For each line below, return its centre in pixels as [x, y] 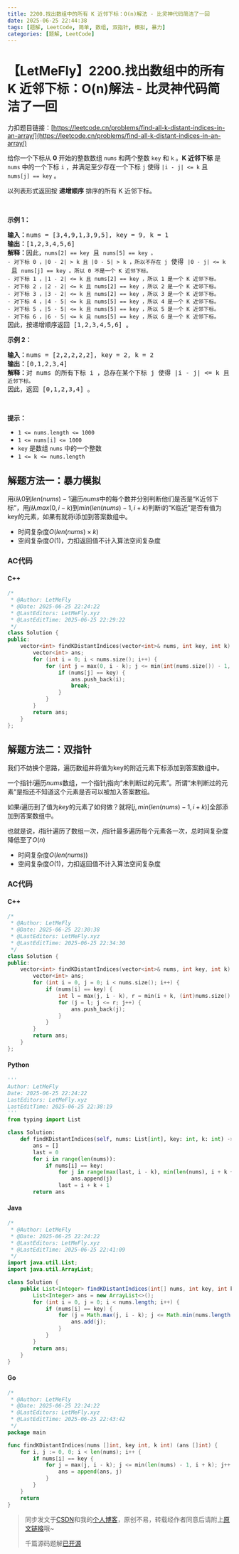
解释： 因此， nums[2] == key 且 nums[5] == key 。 [82, 253]
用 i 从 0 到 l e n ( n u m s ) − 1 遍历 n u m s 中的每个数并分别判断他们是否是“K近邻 [110, 499]
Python [18, 1065]
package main [27, 1432]
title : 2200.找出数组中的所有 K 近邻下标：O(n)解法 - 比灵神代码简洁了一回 [108, 14]
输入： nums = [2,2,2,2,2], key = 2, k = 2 [81, 355]
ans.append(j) [92, 1179]
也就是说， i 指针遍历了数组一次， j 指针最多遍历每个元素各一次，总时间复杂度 [118, 831]
